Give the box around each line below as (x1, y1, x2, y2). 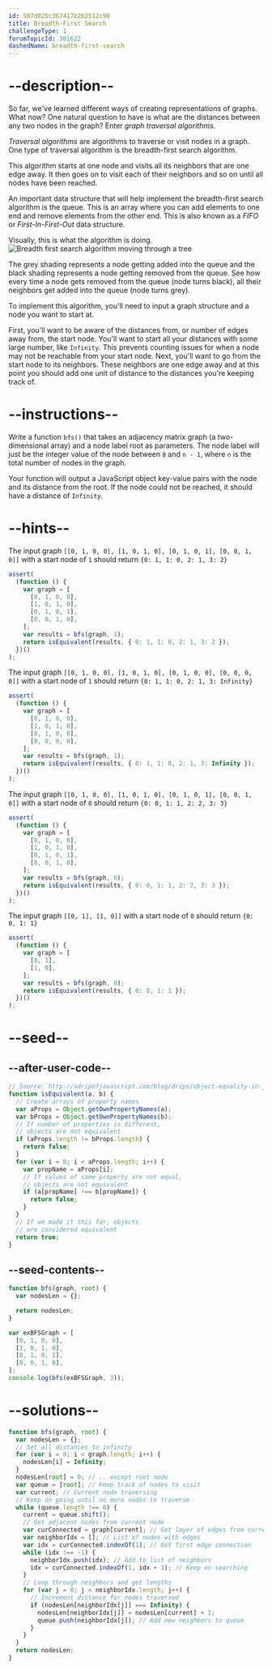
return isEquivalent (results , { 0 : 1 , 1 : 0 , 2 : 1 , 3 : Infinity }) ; (23, 760, 256, 768)
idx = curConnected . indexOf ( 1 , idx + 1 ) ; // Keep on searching (29, 1564, 249, 1572)
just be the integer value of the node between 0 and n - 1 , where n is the (8, 449, 252, 458)
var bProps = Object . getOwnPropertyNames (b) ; (15, 1113, 172, 1121)
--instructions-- (8, 406, 119, 424)
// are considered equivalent (15, 1225, 117, 1233)
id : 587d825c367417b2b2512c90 (8, 11, 111, 20)
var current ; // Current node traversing (15, 1488, 158, 1497)
